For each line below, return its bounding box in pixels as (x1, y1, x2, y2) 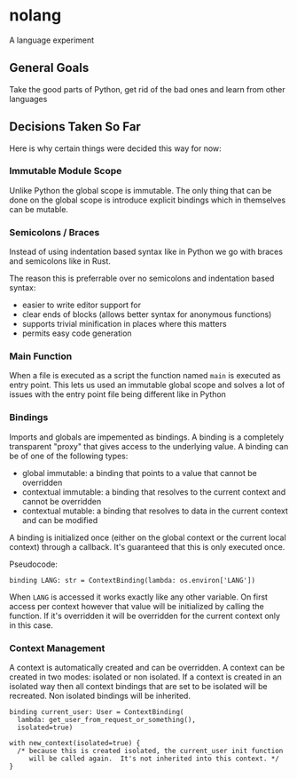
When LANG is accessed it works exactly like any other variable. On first (9, 592, 269, 602)
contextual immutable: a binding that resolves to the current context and (21, 486, 286, 497)
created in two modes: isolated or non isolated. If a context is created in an (9, 672, 282, 682)
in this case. (9, 619, 53, 631)
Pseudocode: (9, 559, 58, 569)
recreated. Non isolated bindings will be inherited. (9, 690, 191, 702)
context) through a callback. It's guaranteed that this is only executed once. (9, 541, 285, 552)
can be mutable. (9, 203, 69, 214)
